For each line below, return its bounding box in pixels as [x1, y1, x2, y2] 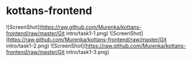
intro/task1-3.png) [66, 48, 110, 55]
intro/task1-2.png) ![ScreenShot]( [6, 42, 86, 49]
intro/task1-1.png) [66, 29, 109, 36]
